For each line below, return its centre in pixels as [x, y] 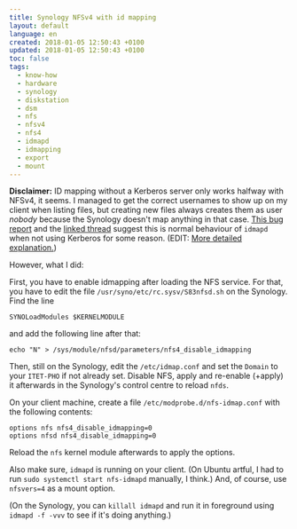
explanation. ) [33, 248]
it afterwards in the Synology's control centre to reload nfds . [119, 385]
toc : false [29, 59]
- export [33, 158]
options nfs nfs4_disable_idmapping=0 [81, 428]
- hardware [37, 83]
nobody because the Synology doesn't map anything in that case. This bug [146, 219]
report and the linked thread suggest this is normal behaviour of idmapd [139, 229]
